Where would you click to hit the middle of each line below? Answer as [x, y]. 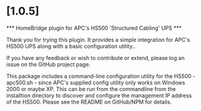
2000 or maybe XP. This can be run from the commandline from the [91, 89]
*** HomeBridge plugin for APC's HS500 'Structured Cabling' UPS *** [94, 28]
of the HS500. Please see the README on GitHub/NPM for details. [89, 102]
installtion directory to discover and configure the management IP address [99, 95]
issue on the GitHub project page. [49, 64]
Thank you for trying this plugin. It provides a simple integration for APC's [98, 39]
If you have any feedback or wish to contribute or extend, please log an [96, 58]
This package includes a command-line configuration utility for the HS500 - [101, 76]
